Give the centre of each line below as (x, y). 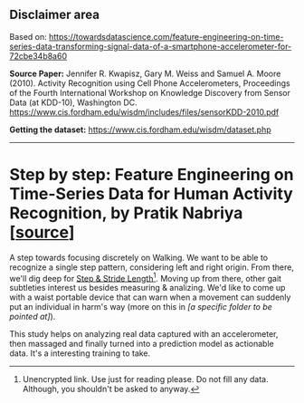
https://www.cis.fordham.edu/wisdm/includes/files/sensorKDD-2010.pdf (144, 111)
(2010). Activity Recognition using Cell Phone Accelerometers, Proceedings (150, 83)
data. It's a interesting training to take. (80, 353)
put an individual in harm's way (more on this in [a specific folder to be (141, 307)
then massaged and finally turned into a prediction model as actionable (142, 344)
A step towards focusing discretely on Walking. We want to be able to (139, 257)
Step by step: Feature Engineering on (152, 175)
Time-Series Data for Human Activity (152, 194)
